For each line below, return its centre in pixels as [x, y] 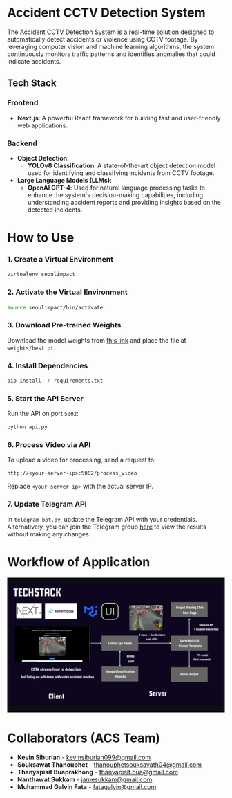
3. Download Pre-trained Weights [64, 325]
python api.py [28, 427]
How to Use [41, 238]
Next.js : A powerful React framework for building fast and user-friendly [119, 118]
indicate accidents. [34, 61]
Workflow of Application [79, 562]
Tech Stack [32, 83]
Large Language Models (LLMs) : [64, 180]
